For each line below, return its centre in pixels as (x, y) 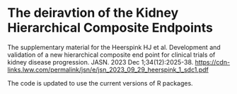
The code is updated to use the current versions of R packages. (100, 83)
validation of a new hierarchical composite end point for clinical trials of (111, 55)
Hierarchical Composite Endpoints (110, 28)
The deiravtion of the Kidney (93, 13)
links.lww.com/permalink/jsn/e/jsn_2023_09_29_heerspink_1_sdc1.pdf (108, 69)
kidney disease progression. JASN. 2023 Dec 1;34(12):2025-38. (100, 62)
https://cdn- (213, 62)
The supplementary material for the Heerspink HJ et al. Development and (114, 47)
